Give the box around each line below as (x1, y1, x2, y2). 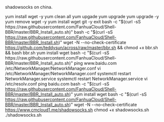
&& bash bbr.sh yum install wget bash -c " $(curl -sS (5, 50, 110, 56)
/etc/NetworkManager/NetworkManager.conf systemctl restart (5, 71, 131, 76)
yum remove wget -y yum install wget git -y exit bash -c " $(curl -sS (5, 19, 141, 24)
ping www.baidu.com (74, 61, 117, 66)
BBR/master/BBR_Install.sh (5, 40, 59, 45)
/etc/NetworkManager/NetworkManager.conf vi (5, 65, 101, 71)
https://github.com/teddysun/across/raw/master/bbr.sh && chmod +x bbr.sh (5, 45, 158, 50)
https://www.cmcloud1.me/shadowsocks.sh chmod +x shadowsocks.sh (5, 107, 149, 113)
